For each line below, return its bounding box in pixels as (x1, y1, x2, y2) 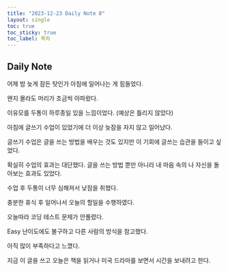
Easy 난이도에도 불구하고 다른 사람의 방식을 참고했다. (7, 227, 148, 236)
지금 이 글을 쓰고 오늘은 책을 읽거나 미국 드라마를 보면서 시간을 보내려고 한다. (7, 256, 211, 264)
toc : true (7, 23, 35, 29)
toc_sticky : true (7, 29, 57, 36)
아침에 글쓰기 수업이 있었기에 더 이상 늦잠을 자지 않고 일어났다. (7, 123, 173, 131)
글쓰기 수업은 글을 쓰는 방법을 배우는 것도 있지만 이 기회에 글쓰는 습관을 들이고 (7, 137, 215, 145)
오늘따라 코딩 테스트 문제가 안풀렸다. (7, 212, 104, 220)
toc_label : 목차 (7, 35, 51, 42)
